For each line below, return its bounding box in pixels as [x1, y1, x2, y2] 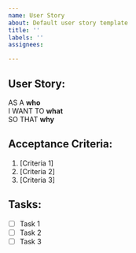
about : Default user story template [8, 19, 128, 27]
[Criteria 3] [19, 175, 55, 184]
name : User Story [8, 11, 65, 20]
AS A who [8, 98, 41, 107]
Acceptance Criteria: [8, 137, 112, 151]
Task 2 [19, 228, 42, 237]
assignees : [8, 41, 44, 49]
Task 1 [19, 218, 41, 229]
